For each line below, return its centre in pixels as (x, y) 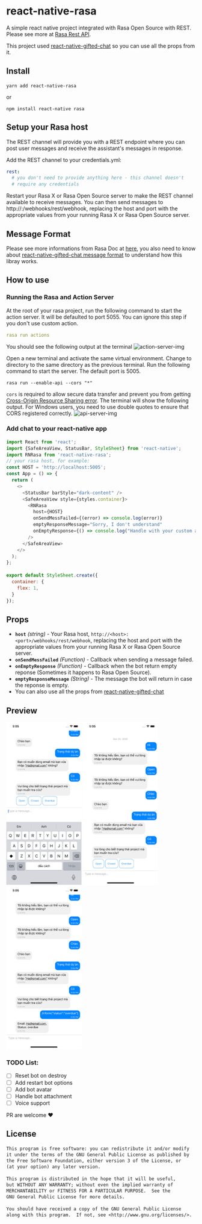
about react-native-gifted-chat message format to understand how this (94, 255)
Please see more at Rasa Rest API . (49, 34)
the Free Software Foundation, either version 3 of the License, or (94, 1161)
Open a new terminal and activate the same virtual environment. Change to (99, 358)
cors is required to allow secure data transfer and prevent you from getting (99, 394)
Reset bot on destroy (41, 1076)
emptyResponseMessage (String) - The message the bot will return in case (103, 679)
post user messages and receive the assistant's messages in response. (95, 148)
